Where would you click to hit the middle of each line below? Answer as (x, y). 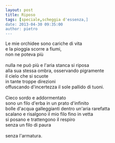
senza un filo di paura (28, 125)
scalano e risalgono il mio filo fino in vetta (49, 114)
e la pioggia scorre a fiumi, (33, 49)
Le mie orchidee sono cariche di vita (44, 43)
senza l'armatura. (24, 136)
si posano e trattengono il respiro (40, 120)
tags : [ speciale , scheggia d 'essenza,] (47, 19)
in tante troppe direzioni (31, 82)
